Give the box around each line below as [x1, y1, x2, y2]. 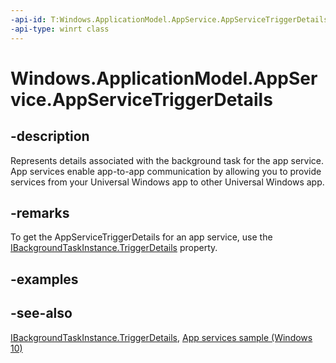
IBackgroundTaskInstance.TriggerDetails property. [10, 242, 218, 254]
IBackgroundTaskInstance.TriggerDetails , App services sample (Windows [10, 331, 313, 343]
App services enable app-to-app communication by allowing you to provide [10, 165, 322, 177]
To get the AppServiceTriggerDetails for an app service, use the [10, 231, 273, 243]
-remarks [10, 204, 70, 221]
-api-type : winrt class [10, 24, 110, 34]
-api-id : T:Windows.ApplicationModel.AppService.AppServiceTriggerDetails [10, 14, 329, 25]
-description [10, 128, 90, 145]
